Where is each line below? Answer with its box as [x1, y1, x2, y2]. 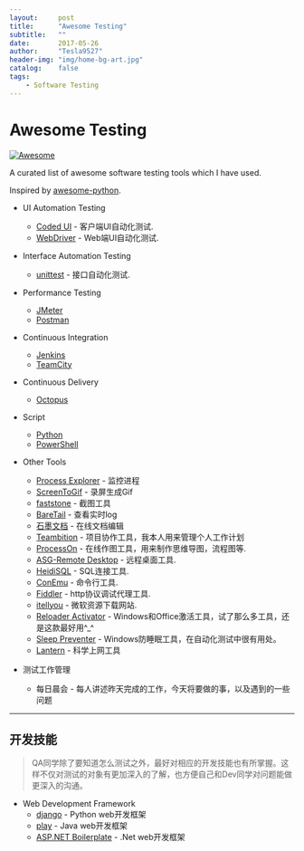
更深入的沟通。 [31, 780, 88, 791]
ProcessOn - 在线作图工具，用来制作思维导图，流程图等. [35, 542, 247, 553]
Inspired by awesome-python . [9, 185, 122, 196]
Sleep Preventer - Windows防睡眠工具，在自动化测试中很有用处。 [35, 633, 281, 644]
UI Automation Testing [22, 202, 106, 213]
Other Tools [22, 456, 67, 467]
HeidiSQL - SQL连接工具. [35, 565, 129, 576]
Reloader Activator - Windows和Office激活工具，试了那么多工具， [35, 610, 282, 621]
